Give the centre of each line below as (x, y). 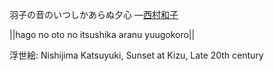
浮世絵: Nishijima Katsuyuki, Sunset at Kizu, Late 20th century (136, 55)
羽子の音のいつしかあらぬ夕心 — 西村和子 (94, 14)
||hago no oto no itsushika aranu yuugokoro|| (102, 34)
